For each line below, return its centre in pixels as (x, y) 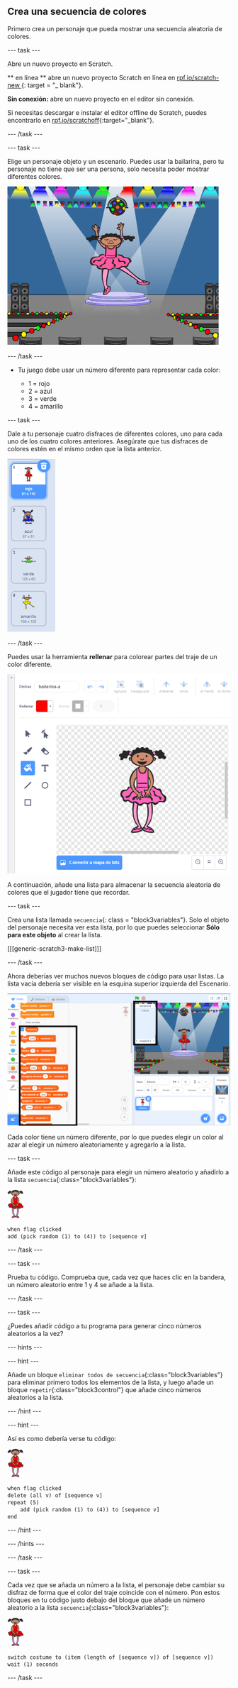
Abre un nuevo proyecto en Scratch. (60, 64)
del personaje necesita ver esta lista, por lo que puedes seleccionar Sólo (114, 927)
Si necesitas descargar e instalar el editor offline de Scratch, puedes (107, 112)
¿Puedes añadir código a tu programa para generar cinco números (104, 1326)
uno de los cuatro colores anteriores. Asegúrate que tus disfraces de (108, 441)
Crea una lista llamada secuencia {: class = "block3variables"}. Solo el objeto (118, 920)
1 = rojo (39, 383)
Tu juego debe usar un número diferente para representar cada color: (119, 370)
